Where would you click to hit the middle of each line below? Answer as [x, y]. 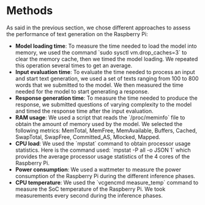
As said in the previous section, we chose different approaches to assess [99, 28]
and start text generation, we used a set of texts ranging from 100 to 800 [107, 78]
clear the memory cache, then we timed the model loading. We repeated [106, 59]
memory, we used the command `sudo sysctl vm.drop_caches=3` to [101, 52]
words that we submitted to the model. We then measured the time [99, 85]
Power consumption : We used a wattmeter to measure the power [98, 170]
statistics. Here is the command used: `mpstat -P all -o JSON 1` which [103, 150]
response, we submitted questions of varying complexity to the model [103, 104]
